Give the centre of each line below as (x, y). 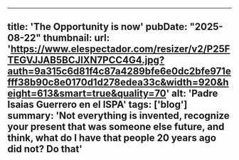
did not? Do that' (45, 149)
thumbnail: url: (76, 38)
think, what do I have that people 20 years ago (112, 138)
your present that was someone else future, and (116, 127)
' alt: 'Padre (192, 94)
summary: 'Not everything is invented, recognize (118, 116)
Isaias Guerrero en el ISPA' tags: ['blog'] (97, 105)
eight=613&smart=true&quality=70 (87, 94)
